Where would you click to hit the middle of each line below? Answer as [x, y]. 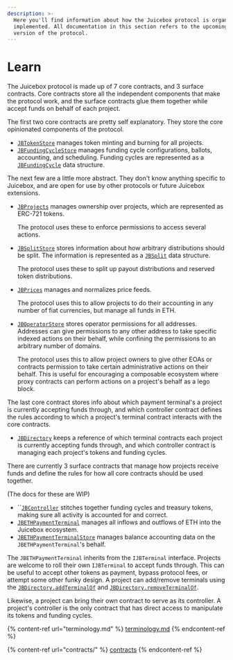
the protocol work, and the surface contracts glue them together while [107, 101]
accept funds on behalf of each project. [64, 109]
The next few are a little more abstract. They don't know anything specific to [116, 178]
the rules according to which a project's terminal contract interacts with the [114, 417]
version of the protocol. [51, 33]
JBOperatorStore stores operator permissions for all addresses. [107, 324]
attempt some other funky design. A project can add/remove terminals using [116, 580]
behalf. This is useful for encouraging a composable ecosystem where [118, 374]
